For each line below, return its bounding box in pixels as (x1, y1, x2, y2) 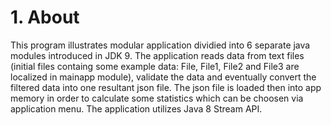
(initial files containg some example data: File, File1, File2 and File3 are (10, 60, 300, 72)
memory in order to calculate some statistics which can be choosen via (10, 92, 304, 104)
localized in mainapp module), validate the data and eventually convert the (10, 71, 317, 83)
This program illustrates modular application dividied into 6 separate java (10, 39, 311, 51)
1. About (10, 6, 80, 29)
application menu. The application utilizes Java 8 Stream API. (10, 102, 263, 115)
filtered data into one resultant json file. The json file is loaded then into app (10, 81, 322, 93)
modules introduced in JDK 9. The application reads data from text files (10, 49, 305, 61)
